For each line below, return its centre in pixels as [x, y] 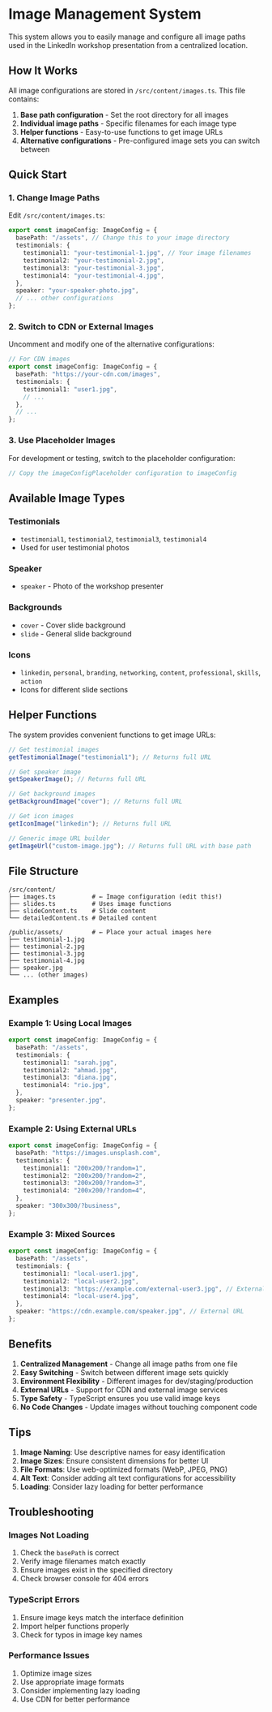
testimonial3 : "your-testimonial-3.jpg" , [93, 268]
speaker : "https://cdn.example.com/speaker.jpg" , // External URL [130, 1312]
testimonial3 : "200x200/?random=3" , [85, 1183]
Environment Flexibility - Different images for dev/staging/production [136, 1381]
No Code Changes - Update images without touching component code [138, 1407]
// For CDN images [39, 359]
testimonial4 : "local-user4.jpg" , [81, 1296]
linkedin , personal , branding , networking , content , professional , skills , [140, 672]
